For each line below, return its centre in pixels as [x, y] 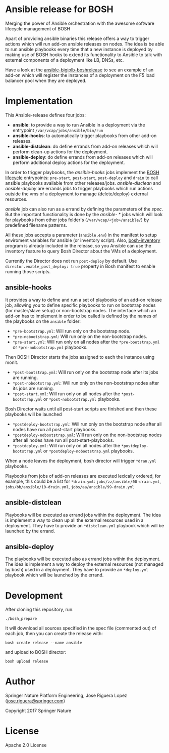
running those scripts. [28, 271]
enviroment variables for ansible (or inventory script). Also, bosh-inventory [83, 240]
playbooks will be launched [34, 414]
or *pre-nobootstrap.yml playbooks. [50, 347]
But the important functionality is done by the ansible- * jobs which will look [84, 214]
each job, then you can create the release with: [54, 634]
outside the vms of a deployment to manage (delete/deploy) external [76, 194]
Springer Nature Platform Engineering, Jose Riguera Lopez [66, 696]
